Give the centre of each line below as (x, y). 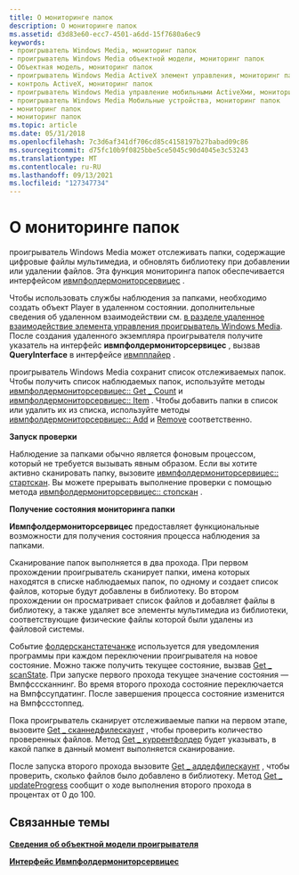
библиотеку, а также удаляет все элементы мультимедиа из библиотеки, (149, 610)
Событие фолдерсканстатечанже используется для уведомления (134, 647)
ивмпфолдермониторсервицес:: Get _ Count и (96, 391)
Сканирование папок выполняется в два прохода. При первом (129, 563)
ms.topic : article (43, 126)
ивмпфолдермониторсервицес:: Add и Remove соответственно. (131, 419)
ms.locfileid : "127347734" (59, 184)
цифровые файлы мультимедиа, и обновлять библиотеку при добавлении (149, 262)
